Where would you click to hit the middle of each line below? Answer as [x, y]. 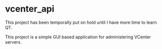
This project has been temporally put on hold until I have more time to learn [81, 22]
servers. [13, 42]
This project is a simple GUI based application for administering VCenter [78, 37]
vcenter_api [30, 9]
